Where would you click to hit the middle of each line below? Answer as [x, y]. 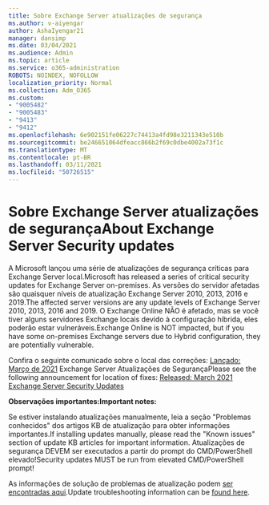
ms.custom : [26, 98]
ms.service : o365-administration [64, 68]
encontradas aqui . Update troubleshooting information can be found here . [129, 492]
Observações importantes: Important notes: [82, 401]
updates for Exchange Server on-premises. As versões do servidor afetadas [134, 285]
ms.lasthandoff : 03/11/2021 [55, 165]
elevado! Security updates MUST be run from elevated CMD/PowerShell [126, 459]
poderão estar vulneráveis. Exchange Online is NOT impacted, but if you [126, 327]
